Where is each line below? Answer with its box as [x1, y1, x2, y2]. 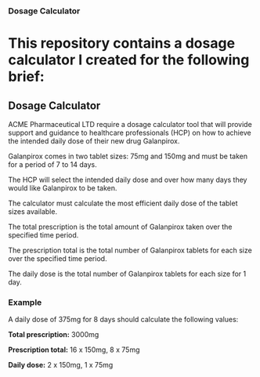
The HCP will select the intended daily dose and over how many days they [8, 175, 247, 184]
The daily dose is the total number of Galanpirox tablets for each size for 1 [8, 269, 247, 278]
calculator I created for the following [8, 51, 250, 69]
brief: [8, 68, 45, 85]
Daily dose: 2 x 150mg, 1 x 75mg [8, 361, 114, 370]
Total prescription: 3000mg [8, 330, 99, 339]
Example [8, 296, 42, 307]
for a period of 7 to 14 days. [8, 159, 97, 169]
